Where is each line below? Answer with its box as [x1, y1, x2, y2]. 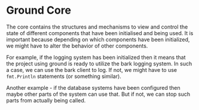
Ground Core [6, 4, 72, 17]
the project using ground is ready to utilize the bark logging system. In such [6, 60, 192, 67]
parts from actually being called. [6, 96, 86, 104]
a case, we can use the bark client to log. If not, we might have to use [6, 66, 177, 73]
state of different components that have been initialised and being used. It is [6, 29, 194, 36]
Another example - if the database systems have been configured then [6, 84, 180, 91]
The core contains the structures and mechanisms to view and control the [6, 23, 188, 30]
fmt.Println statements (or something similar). [6, 73, 121, 80]
